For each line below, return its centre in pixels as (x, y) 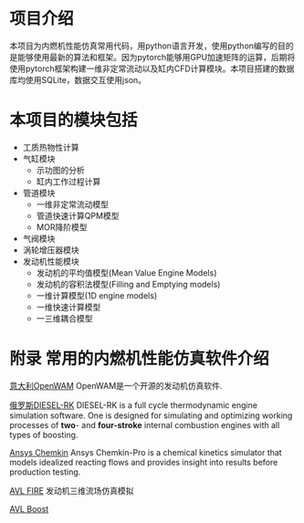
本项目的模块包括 (74, 120)
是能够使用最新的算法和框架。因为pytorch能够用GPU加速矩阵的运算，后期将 (152, 57)
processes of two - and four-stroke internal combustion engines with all (145, 424)
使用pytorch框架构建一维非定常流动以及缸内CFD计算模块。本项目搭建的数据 (152, 68)
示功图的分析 (60, 170)
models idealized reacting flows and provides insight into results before (144, 462)
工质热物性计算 (51, 147)
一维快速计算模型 (68, 307)
